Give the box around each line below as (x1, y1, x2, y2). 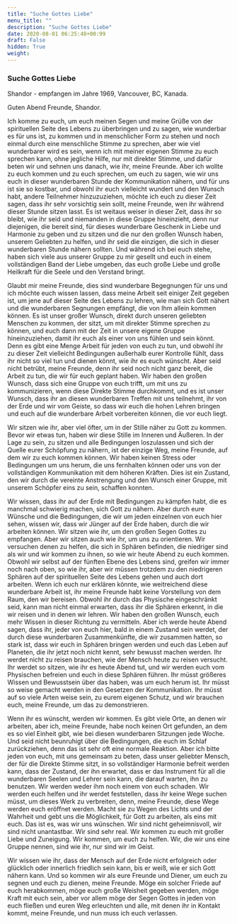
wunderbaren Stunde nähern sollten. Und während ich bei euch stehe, (7, 245, 212, 254)
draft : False (7, 37, 46, 44)
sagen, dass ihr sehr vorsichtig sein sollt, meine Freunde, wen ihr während (7, 200, 224, 208)
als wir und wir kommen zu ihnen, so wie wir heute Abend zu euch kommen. (7, 550, 230, 559)
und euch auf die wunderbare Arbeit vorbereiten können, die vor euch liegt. (7, 409, 228, 418)
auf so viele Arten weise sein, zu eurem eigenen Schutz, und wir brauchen (7, 693, 224, 702)
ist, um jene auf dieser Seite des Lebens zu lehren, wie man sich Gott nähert (7, 296, 230, 305)
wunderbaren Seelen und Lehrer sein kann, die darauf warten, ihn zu (7, 774, 208, 784)
